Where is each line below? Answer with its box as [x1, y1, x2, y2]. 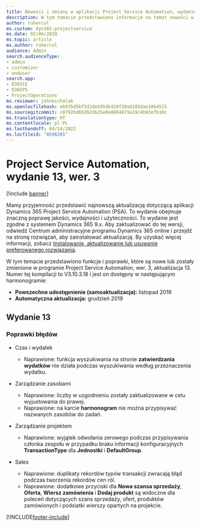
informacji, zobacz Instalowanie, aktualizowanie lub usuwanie [6, 239, 158, 247]
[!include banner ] [6, 190, 49, 197]
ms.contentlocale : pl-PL [6, 121, 68, 127]
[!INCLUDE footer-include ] [6, 513, 70, 521]
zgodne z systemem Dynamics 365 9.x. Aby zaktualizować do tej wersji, [6, 220, 184, 228]
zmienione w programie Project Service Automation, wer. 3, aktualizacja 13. [6, 264, 191, 271]
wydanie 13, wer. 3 [6, 170, 100, 184]
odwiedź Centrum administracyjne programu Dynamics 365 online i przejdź [6, 227, 193, 234]
